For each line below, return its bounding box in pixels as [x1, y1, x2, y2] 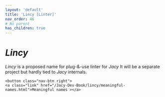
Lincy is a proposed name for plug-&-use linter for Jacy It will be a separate [5, 64, 160, 70]
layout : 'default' [5, 7, 43, 12]
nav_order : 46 [5, 16, 35, 21]
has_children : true [5, 26, 46, 31]
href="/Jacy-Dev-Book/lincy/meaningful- [40, 83, 126, 88]
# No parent [5, 21, 30, 26]
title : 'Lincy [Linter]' [5, 12, 57, 17]
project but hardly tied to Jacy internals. [5, 69, 87, 75]
